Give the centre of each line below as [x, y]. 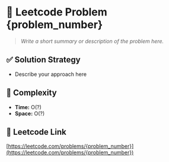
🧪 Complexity [32, 93]
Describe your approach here [51, 74]
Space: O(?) [30, 113]
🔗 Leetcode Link [36, 132]
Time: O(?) [28, 107]
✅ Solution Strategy [44, 60]
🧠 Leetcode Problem [57, 12]
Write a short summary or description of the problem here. [92, 41]
